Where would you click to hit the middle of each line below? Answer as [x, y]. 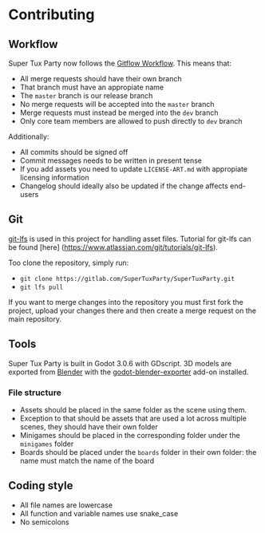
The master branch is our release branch [86, 96]
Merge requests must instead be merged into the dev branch [119, 113]
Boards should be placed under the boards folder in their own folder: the [138, 452]
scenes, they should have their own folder [89, 426]
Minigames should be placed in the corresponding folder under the [130, 435]
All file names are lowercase [66, 505]
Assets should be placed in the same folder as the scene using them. [133, 409]
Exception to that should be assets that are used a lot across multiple [133, 418]
